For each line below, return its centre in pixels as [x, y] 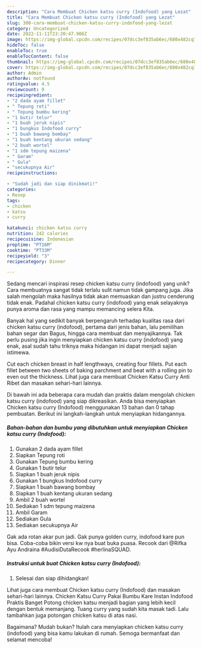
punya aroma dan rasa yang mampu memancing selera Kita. [81, 309]
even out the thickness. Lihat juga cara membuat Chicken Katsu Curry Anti [98, 377]
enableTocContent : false [38, 56]
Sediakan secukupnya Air [47, 525]
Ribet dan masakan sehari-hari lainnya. [55, 383]
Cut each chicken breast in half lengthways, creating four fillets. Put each [97, 364]
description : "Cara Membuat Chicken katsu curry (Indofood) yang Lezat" [99, 12]
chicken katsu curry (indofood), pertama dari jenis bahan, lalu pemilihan [95, 327]
